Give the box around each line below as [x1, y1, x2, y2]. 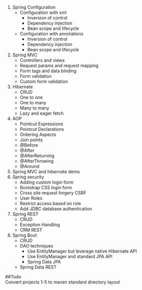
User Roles [19, 195, 42, 201]
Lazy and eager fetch [19, 110, 64, 116]
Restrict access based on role [19, 201, 81, 206]
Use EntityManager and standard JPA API [27, 254, 113, 259]
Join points [19, 137, 43, 143]
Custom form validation [19, 78, 68, 84]
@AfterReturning [19, 153, 55, 159]
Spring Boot [12, 232, 37, 238]
